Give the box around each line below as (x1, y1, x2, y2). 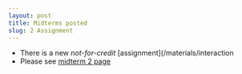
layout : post (8, 11, 52, 20)
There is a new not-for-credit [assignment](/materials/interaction (19, 49, 234, 58)
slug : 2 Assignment (8, 26, 74, 34)
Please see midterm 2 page (19, 56, 111, 66)
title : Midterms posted (8, 19, 88, 27)
